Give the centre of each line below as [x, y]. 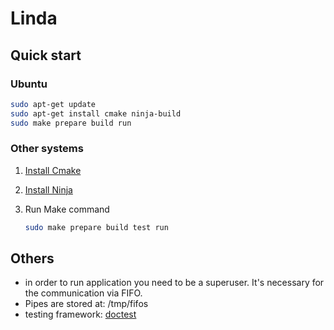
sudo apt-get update [53, 104]
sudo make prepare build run [71, 123]
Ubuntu [29, 84]
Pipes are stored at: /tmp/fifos [86, 304]
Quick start [46, 55]
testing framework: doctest [80, 314]
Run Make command [67, 209]
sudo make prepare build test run [96, 227]
